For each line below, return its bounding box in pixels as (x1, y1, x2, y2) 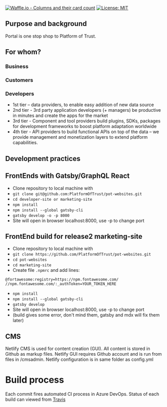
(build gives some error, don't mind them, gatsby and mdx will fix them (12, 312, 160, 318)
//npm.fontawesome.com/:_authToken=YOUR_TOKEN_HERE (5, 281, 116, 287)
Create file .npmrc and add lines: (12, 267, 80, 273)
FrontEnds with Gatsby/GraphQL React (5, 172, 130, 180)
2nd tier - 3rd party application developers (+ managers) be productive (12, 107, 161, 113)
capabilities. (12, 140, 38, 146)
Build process (5, 374, 64, 386)
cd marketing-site (12, 263, 52, 268)
